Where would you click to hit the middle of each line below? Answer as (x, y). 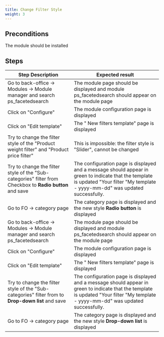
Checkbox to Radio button (38, 185)
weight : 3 (15, 14)
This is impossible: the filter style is (114, 144)
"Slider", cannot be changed (106, 149)
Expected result (115, 75)
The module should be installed (37, 46)
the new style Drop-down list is (111, 321)
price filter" (20, 156)
